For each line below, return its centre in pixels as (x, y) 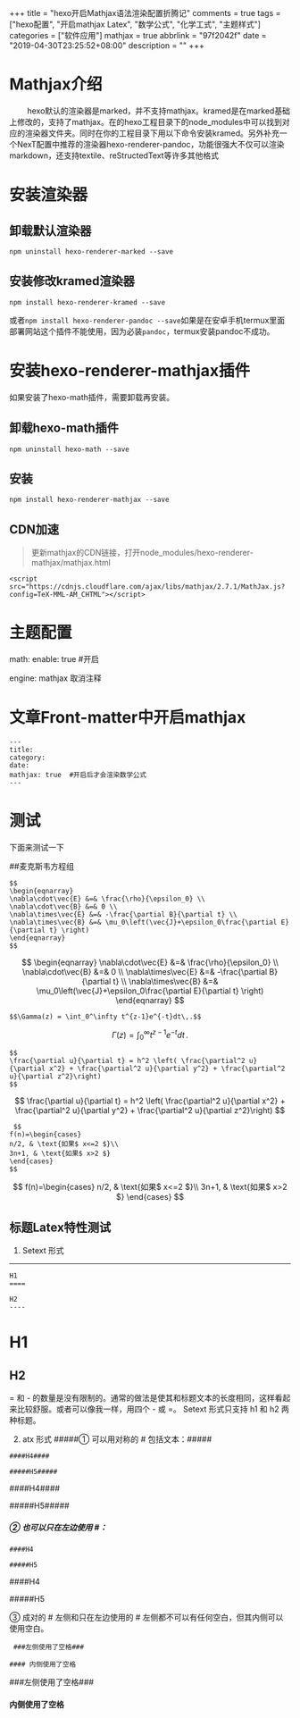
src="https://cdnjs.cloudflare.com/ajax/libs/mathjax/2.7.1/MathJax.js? (147, 587)
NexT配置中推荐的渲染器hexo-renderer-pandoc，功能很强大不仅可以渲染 (150, 144)
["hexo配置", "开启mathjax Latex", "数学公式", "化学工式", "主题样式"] (135, 24)
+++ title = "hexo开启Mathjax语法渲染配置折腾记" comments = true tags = (145, 13)
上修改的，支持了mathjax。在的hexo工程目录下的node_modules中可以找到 (146, 122)
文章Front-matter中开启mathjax (128, 718)
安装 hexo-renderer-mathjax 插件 (130, 370)
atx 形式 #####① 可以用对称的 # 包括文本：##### (117, 1439)
